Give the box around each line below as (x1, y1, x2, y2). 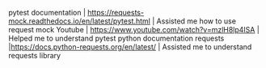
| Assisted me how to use (152, 16, 237, 26)
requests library (8, 51, 61, 60)
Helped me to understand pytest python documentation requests (8, 33, 225, 43)
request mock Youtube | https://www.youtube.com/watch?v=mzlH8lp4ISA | (8, 25, 260, 34)
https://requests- (87, 8, 144, 17)
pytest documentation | (8, 8, 87, 17)
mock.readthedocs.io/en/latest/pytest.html (8, 16, 151, 26)
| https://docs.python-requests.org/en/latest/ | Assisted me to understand (8, 42, 252, 52)
